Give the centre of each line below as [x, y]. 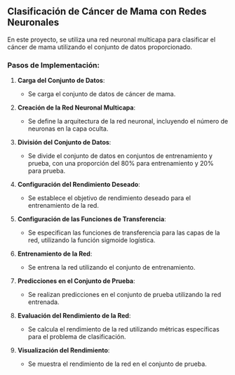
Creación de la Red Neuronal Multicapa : [76, 107]
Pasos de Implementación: [54, 65]
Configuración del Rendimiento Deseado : [79, 185]
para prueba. [47, 171]
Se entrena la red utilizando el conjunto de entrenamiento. [112, 268]
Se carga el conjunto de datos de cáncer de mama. [102, 94]
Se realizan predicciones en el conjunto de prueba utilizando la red [125, 295]
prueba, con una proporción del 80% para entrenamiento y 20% [121, 164]
